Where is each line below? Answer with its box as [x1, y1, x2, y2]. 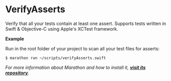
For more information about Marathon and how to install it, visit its [5, 64, 146, 70]
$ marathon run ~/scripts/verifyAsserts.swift [5, 55, 106, 61]
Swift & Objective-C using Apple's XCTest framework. [5, 25, 118, 32]
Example [5, 36, 25, 42]
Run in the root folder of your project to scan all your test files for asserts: [5, 45, 160, 51]
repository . [5, 70, 30, 76]
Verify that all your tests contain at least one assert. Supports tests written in [5, 20, 166, 26]
